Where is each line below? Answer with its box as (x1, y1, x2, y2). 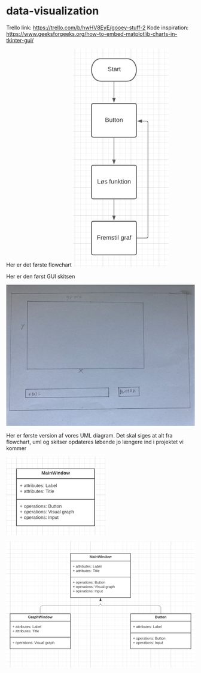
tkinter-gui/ (6, 36, 34, 44)
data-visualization (6, 4, 99, 18)
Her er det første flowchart (6, 261, 72, 268)
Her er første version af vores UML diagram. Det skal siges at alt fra (6, 432, 173, 439)
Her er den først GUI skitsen (6, 273, 75, 280)
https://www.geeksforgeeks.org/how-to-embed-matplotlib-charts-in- (6, 30, 178, 37)
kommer (6, 444, 27, 452)
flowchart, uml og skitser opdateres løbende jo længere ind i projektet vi (6, 438, 184, 445)
